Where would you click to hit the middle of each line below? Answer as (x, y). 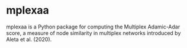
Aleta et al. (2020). (29, 39)
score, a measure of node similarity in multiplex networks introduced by (93, 33)
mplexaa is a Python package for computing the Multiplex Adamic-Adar (93, 27)
